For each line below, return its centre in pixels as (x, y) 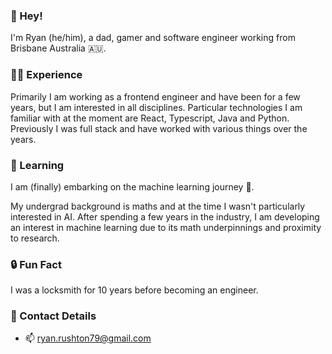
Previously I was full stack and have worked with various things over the (159, 128)
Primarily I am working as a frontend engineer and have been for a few (155, 96)
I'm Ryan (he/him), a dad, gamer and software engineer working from (153, 38)
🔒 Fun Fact (36, 264)
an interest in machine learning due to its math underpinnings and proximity (166, 227)
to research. (35, 238)
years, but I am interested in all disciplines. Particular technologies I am (156, 107)
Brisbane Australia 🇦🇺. (58, 48)
